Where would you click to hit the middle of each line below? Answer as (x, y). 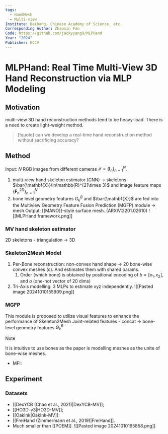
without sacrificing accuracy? (48, 140)
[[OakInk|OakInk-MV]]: (36, 415)
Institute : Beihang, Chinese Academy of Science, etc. (64, 24)
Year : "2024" (19, 38)
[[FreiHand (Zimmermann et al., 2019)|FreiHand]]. (64, 420)
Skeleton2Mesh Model (33, 253)
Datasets (16, 393)
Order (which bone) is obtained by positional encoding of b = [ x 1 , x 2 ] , (92, 275)
